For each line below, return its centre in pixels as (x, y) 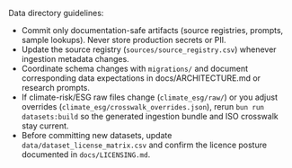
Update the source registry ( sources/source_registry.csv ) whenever (149, 49)
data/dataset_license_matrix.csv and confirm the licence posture (144, 145)
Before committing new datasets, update (97, 135)
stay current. (45, 126)
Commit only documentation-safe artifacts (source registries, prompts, (152, 30)
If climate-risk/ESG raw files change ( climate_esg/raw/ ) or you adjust (149, 97)
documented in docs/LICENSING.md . (86, 155)
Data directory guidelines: (56, 13)
